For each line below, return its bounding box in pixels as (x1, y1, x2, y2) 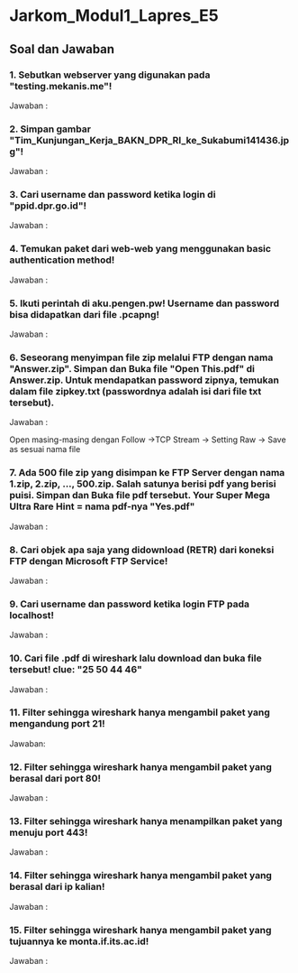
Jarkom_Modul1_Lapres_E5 (9, 5, 219, 26)
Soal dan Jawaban (9, 42, 115, 57)
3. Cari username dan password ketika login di (9, 189, 216, 201)
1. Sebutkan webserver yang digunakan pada (9, 69, 211, 81)
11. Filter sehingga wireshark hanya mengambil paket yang (9, 706, 270, 718)
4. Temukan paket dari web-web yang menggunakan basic (9, 243, 272, 255)
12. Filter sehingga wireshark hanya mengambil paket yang (9, 760, 272, 773)
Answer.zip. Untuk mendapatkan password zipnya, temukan (9, 374, 279, 386)
